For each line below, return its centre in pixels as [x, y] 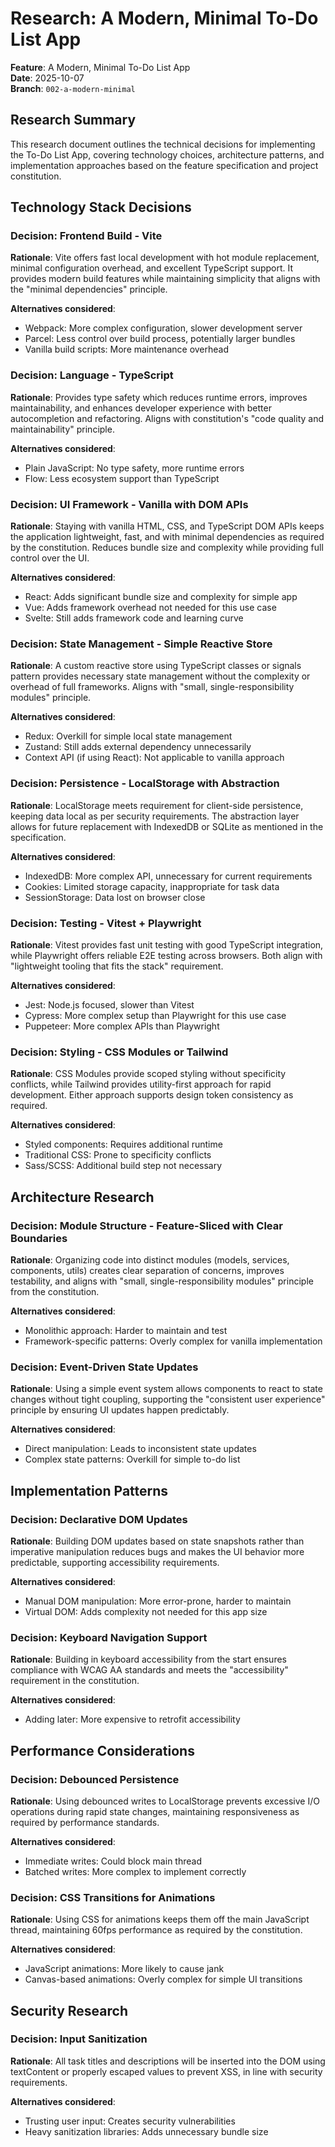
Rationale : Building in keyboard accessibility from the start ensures [148, 1659]
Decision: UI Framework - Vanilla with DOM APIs [129, 504]
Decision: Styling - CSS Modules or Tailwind [119, 1052]
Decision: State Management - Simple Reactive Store [141, 644]
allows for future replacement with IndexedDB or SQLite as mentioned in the [167, 826]
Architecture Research [82, 1197]
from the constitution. [55, 1291]
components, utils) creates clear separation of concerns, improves [147, 1270]
